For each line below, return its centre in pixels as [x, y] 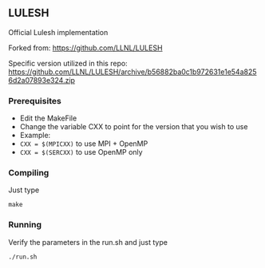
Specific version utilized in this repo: [68, 63]
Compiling [29, 173]
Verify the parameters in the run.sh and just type [88, 242]
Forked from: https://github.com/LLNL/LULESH [85, 48]
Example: [35, 136]
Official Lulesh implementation [58, 32]
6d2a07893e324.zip [42, 80]
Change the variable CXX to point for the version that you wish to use [134, 127]
